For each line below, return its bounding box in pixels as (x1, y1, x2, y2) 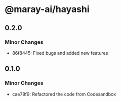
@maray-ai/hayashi (5, 4, 90, 15)
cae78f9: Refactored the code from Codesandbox (12, 91, 116, 97)
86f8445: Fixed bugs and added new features (12, 50, 108, 56)
